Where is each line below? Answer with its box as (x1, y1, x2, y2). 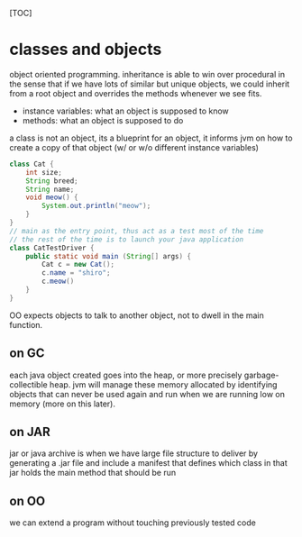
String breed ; (25, 176, 78, 186)
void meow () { (25, 193, 78, 202)
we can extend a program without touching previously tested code (9, 517, 257, 528)
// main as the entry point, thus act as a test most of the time (9, 226, 264, 235)
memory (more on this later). (9, 398, 115, 409)
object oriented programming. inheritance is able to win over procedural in (9, 68, 286, 79)
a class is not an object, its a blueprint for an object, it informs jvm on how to (9, 132, 293, 143)
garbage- (243, 369, 279, 380)
